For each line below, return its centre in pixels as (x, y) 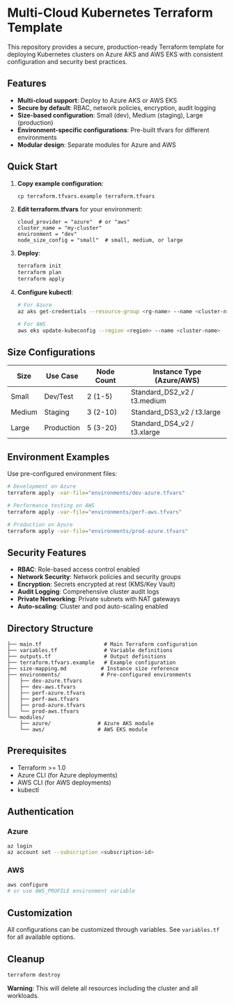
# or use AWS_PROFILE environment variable (71, 891)
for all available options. (41, 937)
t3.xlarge (146, 432)
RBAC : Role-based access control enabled (79, 569)
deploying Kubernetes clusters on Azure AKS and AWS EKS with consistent (115, 54)
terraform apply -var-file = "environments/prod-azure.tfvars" (98, 531)
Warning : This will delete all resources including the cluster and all (103, 988)
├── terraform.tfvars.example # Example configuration (92, 663)
